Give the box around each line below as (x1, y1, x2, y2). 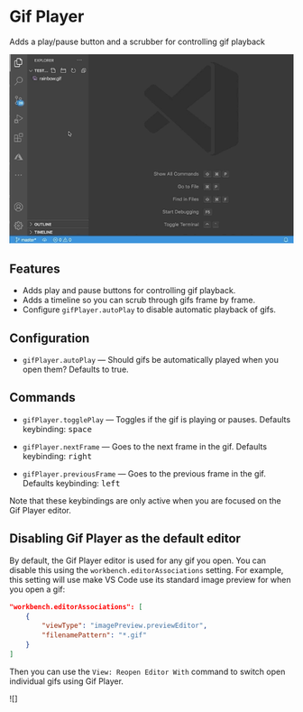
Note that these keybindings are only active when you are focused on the (9, 495, 281, 506)
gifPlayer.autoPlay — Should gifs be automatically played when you (22, 355, 280, 365)
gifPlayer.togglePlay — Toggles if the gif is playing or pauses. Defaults (22, 413, 291, 425)
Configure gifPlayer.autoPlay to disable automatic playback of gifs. (22, 304, 277, 315)
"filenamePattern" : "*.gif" (41, 631, 147, 640)
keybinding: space (22, 423, 93, 434)
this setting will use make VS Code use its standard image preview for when (9, 574, 291, 585)
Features (9, 261, 60, 276)
